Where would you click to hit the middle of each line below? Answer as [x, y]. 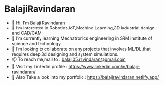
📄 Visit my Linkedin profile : [40, 66]
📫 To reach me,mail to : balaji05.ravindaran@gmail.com [69, 59]
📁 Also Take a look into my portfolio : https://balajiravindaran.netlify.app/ [85, 77]
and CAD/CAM [26, 33]
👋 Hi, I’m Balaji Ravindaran [38, 23]
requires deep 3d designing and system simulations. [65, 54]
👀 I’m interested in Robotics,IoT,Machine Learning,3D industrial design [83, 28]
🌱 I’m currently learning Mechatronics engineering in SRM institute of [82, 38]
